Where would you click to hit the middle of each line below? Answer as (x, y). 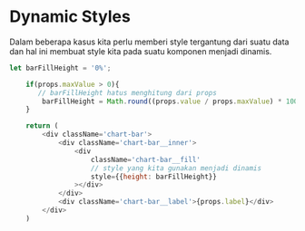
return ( (42, 126)
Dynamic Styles (70, 17)
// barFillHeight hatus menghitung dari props (128, 92)
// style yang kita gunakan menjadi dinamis (176, 168)
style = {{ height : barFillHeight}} (154, 177)
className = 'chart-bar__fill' (146, 159)
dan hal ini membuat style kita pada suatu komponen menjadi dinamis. (141, 51)
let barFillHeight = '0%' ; (60, 68)
